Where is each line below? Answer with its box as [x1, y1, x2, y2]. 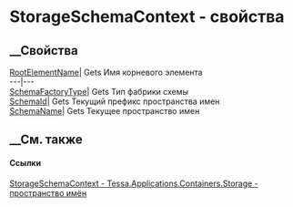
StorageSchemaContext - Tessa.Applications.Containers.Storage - [9, 178, 259, 189]
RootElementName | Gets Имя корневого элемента [9, 67, 203, 78]
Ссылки [9, 157, 42, 168]
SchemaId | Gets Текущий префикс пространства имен [9, 96, 220, 107]
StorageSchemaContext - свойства [9, 6, 285, 27]
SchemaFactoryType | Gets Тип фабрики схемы [9, 87, 189, 97]
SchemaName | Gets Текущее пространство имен [9, 106, 200, 116]
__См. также [9, 132, 84, 148]
